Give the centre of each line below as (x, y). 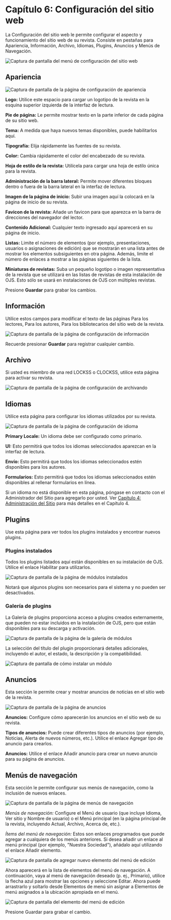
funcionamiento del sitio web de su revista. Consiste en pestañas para (79, 40)
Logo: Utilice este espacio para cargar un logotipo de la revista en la (77, 99)
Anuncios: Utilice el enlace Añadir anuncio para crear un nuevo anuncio (81, 753)
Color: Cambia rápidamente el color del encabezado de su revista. (76, 156)
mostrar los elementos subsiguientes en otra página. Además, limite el (79, 253)
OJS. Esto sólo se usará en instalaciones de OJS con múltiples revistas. (81, 280)
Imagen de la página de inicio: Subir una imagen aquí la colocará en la (80, 196)
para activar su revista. (29, 378)
